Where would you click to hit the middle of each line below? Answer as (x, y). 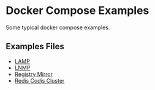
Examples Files (35, 47)
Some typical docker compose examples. (58, 27)
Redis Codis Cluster (40, 80)
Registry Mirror (34, 74)
